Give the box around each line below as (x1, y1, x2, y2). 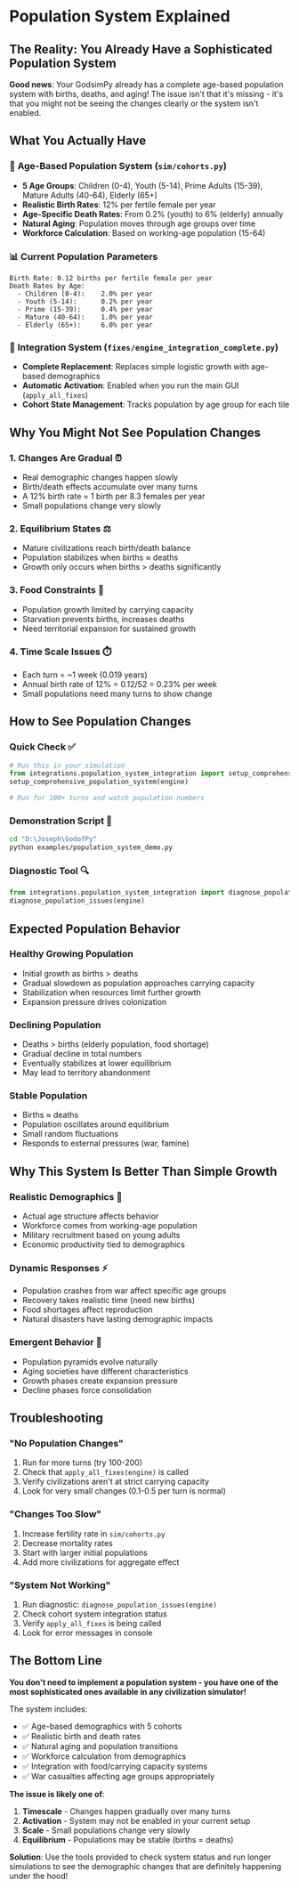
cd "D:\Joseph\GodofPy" (9, 835, 98, 844)
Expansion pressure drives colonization (21, 996, 167, 1007)
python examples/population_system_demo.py (9, 843, 174, 852)
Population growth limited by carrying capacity (21, 604, 194, 615)
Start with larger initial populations (21, 1547, 149, 1558)
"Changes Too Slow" (9, 1508, 102, 1520)
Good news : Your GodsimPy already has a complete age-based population (9, 79, 284, 90)
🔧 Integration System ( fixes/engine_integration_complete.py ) (9, 341, 279, 353)
